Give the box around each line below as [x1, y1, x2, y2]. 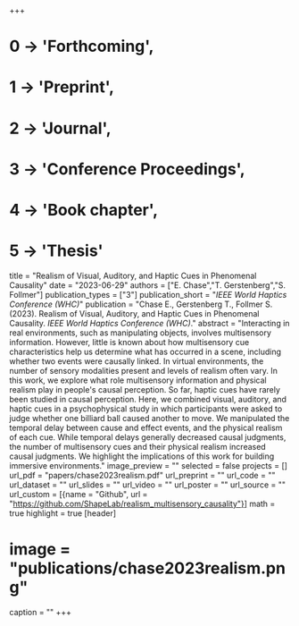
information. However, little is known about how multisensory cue [9, 336, 250, 347]
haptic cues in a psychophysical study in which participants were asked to [9, 403, 283, 414]
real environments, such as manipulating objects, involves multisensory [9, 327, 272, 338]
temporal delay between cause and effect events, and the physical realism [9, 422, 283, 433]
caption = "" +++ [9, 606, 72, 617]
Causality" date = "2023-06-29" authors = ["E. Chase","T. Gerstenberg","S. [9, 279, 286, 291]
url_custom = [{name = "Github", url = [9, 488, 148, 499]
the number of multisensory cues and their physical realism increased [9, 441, 266, 452]
